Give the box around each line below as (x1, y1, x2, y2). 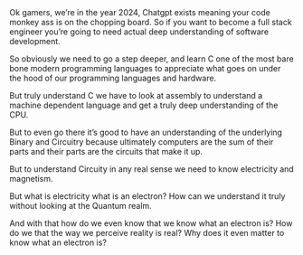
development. (9, 36, 61, 47)
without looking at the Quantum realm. (9, 201, 152, 212)
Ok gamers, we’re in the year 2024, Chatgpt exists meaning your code (9, 7, 271, 18)
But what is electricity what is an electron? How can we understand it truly (9, 191, 286, 202)
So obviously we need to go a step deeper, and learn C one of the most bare (9, 53, 294, 64)
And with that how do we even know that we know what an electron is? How (9, 218, 293, 229)
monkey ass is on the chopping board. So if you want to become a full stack (9, 17, 292, 28)
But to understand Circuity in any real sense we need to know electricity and (9, 164, 294, 175)
